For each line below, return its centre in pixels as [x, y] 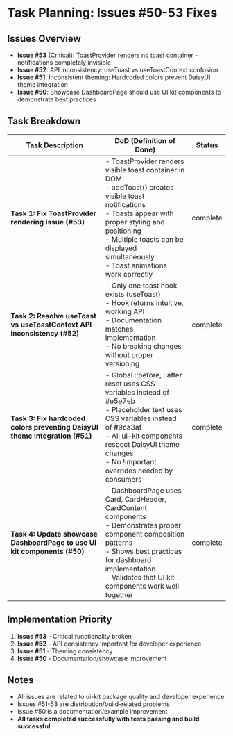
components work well [142, 586]
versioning [122, 363]
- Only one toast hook [141, 285]
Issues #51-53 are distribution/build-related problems [93, 704]
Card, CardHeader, [136, 499]
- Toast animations [136, 265]
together [119, 594]
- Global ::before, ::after [144, 375]
